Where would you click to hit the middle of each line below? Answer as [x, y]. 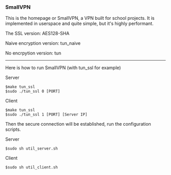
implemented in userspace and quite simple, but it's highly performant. [79, 23]
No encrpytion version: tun [33, 53]
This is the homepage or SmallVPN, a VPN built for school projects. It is [80, 18]
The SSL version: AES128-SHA [37, 34]
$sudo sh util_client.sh [32, 167]
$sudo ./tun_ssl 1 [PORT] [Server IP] [46, 115]
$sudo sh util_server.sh [32, 149]
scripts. [13, 129]
